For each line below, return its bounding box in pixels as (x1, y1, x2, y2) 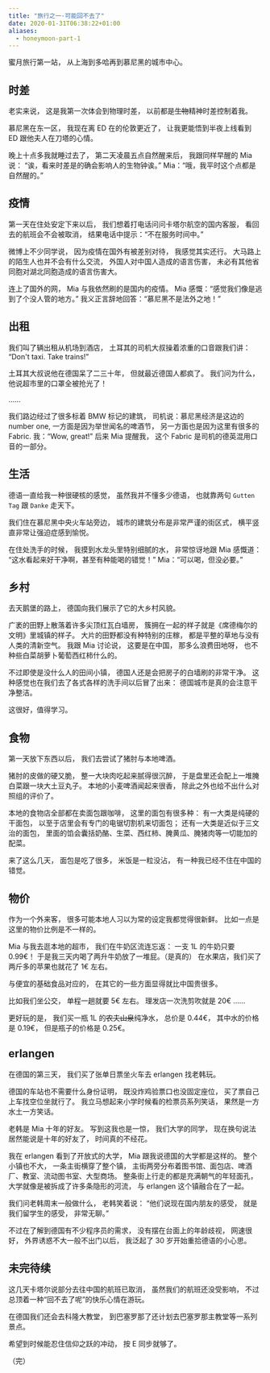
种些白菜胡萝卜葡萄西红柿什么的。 (8, 650, 122, 661)
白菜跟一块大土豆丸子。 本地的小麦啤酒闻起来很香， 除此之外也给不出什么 (8, 781, 252, 790)
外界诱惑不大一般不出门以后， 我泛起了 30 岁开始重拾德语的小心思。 (23, 1235, 251, 1245)
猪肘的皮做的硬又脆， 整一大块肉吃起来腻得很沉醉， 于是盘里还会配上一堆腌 (8, 771, 260, 781)
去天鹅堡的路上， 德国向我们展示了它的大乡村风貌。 (8, 604, 180, 613)
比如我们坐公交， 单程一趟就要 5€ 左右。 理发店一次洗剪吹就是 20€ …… (8, 996, 246, 1006)
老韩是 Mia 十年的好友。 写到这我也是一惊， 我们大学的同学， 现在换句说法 (8, 1123, 256, 1133)
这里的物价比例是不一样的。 (8, 924, 101, 934)
